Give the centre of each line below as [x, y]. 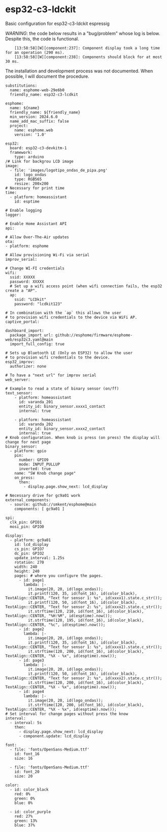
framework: [21, 152]
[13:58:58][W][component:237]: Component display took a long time [87, 48]
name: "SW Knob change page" [45, 473]
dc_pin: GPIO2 [29, 553]
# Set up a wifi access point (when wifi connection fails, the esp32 [86, 286]
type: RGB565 [28, 179]
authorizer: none [28, 366]
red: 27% [24, 816]
